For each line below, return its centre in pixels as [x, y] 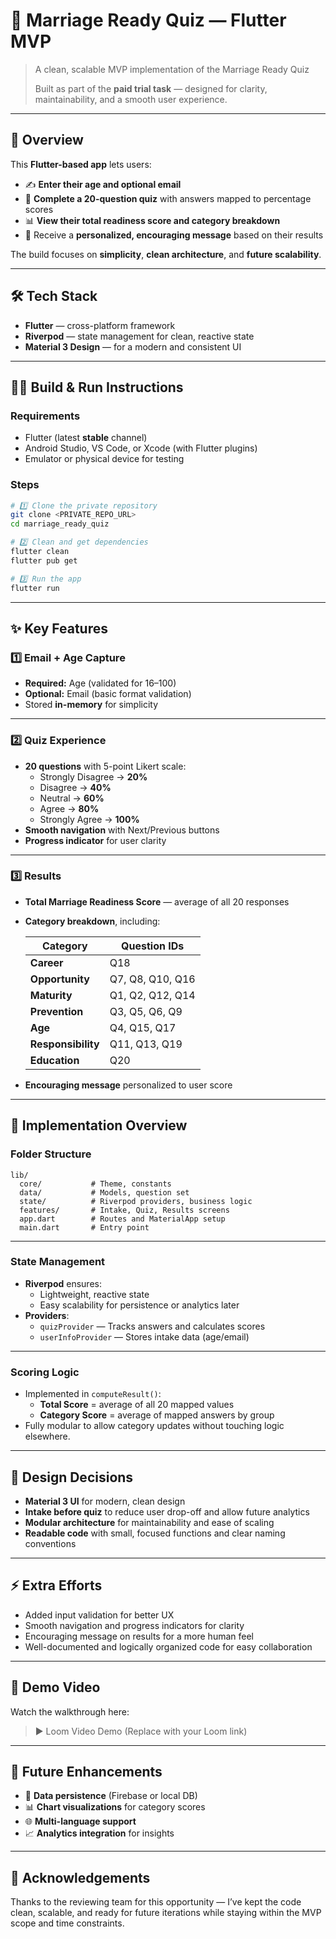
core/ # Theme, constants [95, 1184]
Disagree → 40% [75, 787]
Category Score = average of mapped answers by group [157, 1415]
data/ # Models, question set [104, 1192]
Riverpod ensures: [63, 1283]
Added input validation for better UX [99, 1615]
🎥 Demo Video [55, 1687]
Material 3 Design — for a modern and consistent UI [133, 346]
